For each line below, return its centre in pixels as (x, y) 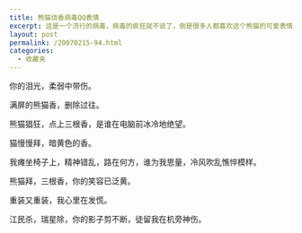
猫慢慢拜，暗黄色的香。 (53, 143)
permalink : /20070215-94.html (66, 43)
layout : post (34, 34)
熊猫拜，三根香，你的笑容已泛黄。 (72, 181)
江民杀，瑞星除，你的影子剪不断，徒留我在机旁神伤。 (108, 219)
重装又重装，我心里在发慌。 (61, 200)
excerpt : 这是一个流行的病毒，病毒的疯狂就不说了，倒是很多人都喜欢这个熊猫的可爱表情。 (155, 26)
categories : (31, 51)
